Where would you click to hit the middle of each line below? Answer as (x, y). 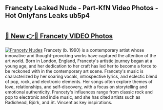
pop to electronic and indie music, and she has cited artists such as (73, 97)
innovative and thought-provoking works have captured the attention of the (81, 55)
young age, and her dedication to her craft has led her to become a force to (81, 66)
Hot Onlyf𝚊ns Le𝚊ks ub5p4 (48, 16)
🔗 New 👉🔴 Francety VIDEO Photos (59, 36)
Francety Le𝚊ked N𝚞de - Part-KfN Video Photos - (82, 8)
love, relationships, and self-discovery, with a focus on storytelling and (76, 87)
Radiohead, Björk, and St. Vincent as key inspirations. (59, 102)
